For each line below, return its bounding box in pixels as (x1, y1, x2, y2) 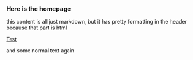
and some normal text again (6, 47, 75, 54)
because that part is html (6, 24, 67, 31)
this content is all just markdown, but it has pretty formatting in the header (6, 18, 187, 25)
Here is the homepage (6, 5, 71, 13)
